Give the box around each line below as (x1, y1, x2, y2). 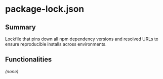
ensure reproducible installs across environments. (5, 41, 107, 47)
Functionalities (5, 55, 52, 64)
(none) (5, 68, 19, 74)
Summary (5, 23, 36, 31)
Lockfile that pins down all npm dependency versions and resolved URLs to (5, 36, 159, 42)
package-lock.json (5, 3, 84, 15)
